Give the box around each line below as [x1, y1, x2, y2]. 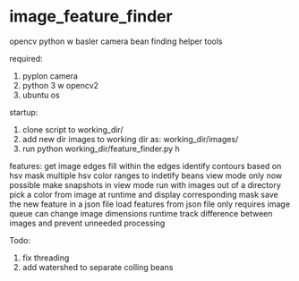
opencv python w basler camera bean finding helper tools [9, 36, 223, 47]
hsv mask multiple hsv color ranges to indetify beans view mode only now [9, 170, 283, 181]
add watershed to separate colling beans [21, 261, 174, 272]
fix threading [21, 252, 70, 263]
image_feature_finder [9, 6, 173, 27]
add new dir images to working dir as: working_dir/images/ [21, 133, 239, 144]
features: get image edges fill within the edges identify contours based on [9, 160, 282, 171]
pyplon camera [21, 70, 79, 81]
